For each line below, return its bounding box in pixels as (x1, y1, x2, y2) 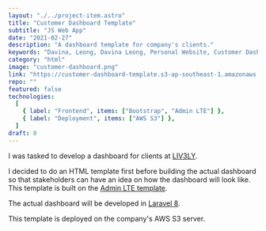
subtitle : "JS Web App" (8, 26, 87, 34)
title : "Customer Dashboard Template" (8, 19, 136, 27)
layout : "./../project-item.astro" (8, 11, 126, 20)
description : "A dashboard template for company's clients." (8, 41, 215, 49)
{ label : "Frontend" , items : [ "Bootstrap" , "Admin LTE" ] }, (22, 108, 225, 116)
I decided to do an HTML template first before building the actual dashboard (8, 166, 256, 176)
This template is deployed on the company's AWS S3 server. (8, 214, 206, 223)
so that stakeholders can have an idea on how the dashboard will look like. (8, 175, 251, 184)
